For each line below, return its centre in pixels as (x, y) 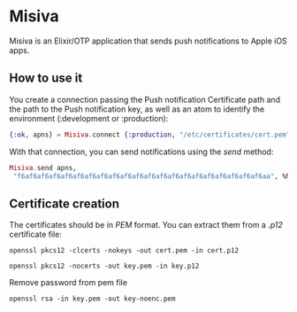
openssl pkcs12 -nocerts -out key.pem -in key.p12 (104, 266)
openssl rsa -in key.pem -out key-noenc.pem (92, 299)
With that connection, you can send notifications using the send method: (141, 152)
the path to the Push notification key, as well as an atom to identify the (137, 109)
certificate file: (35, 234)
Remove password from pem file (69, 283)
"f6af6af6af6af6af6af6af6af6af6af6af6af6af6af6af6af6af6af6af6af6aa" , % (150, 176)
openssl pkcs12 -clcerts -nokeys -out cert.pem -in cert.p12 (124, 251)
